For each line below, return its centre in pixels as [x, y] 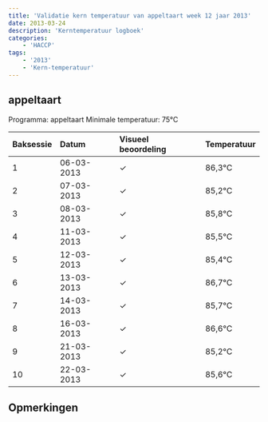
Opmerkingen [43, 407]
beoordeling [143, 149]
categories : [28, 38]
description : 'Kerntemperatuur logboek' [77, 30]
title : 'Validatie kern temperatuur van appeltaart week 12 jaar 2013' [130, 16]
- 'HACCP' [39, 46]
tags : [17, 53]
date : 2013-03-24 [37, 23]
